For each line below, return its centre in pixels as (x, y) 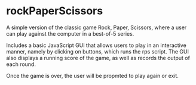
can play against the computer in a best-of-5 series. (70, 33)
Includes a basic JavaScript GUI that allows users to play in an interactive (96, 45)
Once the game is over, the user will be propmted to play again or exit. (93, 75)
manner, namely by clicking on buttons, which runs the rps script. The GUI (98, 51)
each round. (21, 64)
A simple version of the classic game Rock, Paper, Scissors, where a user (97, 27)
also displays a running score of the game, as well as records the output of (98, 58)
